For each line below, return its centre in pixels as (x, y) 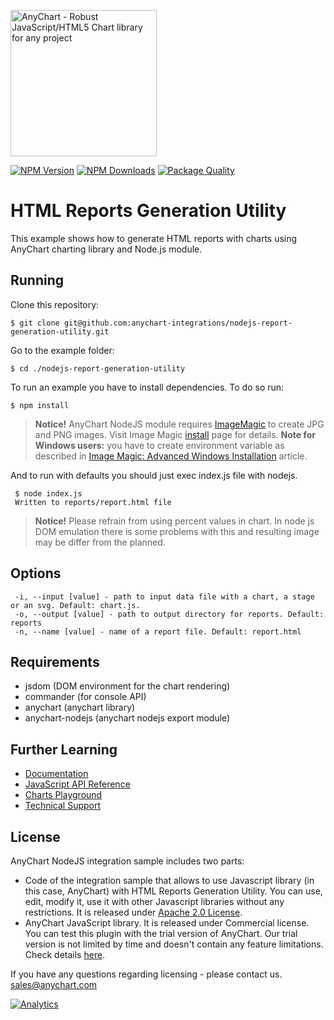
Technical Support (63, 806)
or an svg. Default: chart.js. (75, 605)
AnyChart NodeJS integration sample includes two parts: (127, 861)
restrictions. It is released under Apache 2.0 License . (133, 912)
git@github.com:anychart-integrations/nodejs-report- (178, 323)
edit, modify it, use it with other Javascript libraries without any (154, 901)
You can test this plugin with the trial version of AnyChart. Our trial (161, 933)
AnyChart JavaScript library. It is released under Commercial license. (167, 923)
